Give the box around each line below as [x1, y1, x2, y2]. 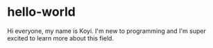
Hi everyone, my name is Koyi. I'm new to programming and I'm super [7, 27, 206, 35]
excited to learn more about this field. [7, 34, 114, 42]
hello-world [7, 4, 76, 20]
